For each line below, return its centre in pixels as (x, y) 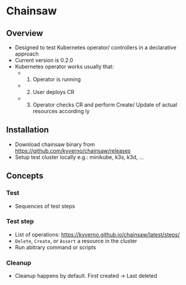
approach (27, 54)
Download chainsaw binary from (55, 144)
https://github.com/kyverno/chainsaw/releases (73, 150)
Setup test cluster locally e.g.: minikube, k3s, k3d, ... (79, 157)
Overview (25, 33)
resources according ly (61, 111)
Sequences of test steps (45, 206)
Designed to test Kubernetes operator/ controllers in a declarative (95, 47)
